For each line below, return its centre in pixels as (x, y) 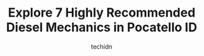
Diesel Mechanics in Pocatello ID (102, 27)
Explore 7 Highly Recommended (102, 13)
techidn (102, 46)
